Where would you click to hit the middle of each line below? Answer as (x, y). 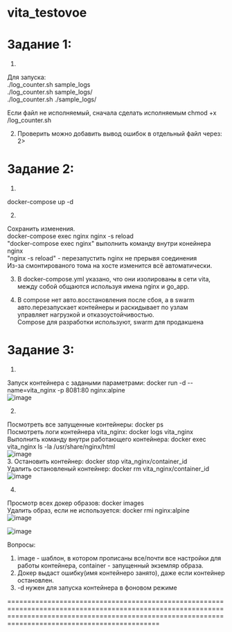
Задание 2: (41, 169)
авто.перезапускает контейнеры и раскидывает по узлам (102, 308)
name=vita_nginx (32, 390)
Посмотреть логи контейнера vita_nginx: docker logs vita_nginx (100, 432)
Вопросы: (21, 544)
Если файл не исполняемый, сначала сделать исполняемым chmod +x (112, 113)
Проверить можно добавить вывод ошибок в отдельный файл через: (120, 134)
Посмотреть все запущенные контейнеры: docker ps (86, 424)
